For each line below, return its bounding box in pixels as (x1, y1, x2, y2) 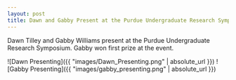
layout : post (7, 10, 46, 18)
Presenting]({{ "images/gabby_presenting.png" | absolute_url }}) (30, 65, 216, 73)
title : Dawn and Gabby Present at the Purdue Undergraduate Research (7, 17, 216, 24)
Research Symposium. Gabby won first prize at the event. (7, 44, 174, 52)
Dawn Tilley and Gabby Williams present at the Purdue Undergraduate (7, 36, 211, 44)
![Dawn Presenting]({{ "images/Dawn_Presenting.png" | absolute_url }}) (7, 57, 215, 65)
